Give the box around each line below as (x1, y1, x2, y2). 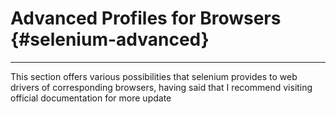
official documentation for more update (10, 92, 172, 104)
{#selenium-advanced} (10, 28, 210, 51)
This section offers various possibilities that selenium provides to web (10, 70, 298, 82)
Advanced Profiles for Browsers (10, 7, 282, 30)
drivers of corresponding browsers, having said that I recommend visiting (10, 81, 313, 93)
